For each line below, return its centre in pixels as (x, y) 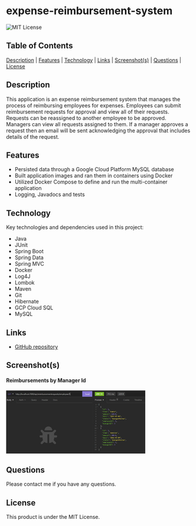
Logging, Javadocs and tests (50, 195)
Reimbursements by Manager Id (46, 380)
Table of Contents (40, 46)
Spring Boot (29, 251)
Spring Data (29, 257)
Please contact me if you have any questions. (61, 484)
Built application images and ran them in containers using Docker (94, 176)
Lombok (25, 283)
